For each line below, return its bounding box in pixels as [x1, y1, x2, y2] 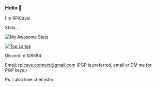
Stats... [5, 25, 19, 30]
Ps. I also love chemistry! [5, 77, 55, 83]
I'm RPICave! [5, 15, 31, 21]
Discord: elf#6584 [5, 53, 42, 58]
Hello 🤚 [5, 4, 22, 11]
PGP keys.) [5, 67, 27, 73]
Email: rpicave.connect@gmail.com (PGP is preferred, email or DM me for [5, 62, 152, 68]
